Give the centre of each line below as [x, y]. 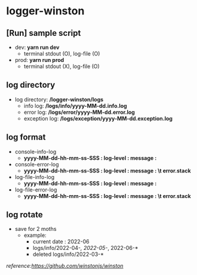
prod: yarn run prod [39, 60]
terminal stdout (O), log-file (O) [62, 54]
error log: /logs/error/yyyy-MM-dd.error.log [79, 112]
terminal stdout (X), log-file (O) [61, 66]
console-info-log [36, 152]
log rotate [24, 215]
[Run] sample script [44, 33]
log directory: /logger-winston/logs [59, 99]
